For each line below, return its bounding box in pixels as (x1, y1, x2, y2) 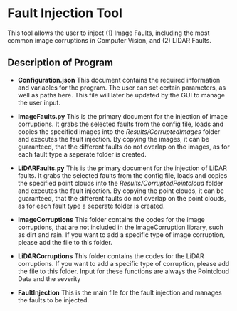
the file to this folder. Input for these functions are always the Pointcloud (17, 267, 230, 275)
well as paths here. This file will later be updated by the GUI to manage (17, 90, 226, 99)
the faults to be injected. (17, 295, 90, 304)
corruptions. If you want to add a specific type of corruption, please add (17, 259, 230, 268)
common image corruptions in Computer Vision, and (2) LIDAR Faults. (7, 36, 212, 44)
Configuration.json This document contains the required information (17, 75, 221, 84)
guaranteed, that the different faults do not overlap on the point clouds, (17, 194, 226, 202)
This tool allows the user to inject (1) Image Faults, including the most (7, 28, 210, 37)
